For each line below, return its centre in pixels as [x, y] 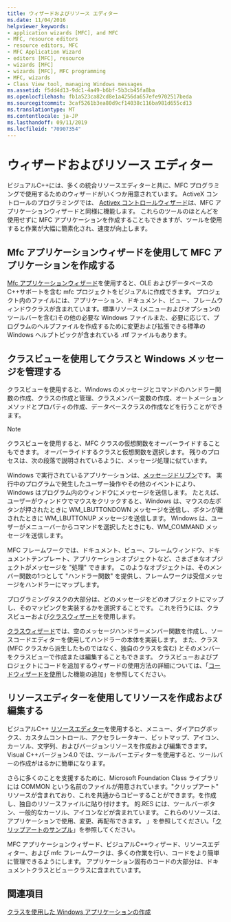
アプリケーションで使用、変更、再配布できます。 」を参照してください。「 [111, 821]
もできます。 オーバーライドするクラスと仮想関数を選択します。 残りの [108, 451]
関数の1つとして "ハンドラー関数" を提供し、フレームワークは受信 [112, 575]
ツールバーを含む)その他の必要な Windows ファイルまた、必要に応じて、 [110, 318]
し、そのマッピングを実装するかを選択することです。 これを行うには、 [107, 608]
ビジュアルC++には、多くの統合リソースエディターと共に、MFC [98, 185]
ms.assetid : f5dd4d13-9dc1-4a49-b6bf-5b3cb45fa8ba [81, 90]
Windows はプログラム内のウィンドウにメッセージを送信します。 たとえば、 [115, 492]
